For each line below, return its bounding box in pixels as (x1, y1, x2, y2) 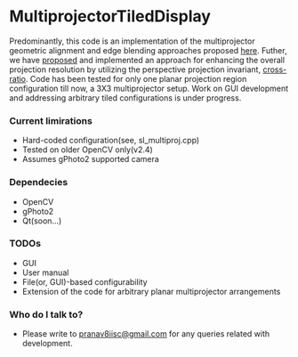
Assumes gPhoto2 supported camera (21, 154, 160, 165)
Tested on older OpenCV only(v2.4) (21, 144, 153, 155)
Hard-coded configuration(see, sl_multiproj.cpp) (21, 135, 200, 146)
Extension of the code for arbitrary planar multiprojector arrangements (21, 286, 281, 296)
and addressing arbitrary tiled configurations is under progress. (9, 92, 242, 103)
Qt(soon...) (21, 215, 62, 226)
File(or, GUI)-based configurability (21, 276, 149, 287)
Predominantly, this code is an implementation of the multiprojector (9, 36, 255, 46)
